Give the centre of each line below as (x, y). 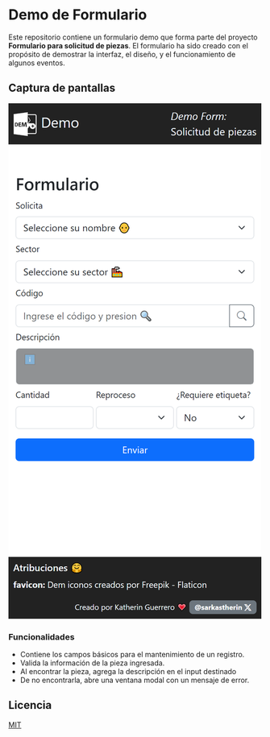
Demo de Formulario (78, 15)
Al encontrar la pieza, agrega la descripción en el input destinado (128, 672)
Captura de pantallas (62, 88)
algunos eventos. (37, 63)
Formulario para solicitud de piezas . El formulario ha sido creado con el (128, 45)
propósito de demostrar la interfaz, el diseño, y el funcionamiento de (122, 54)
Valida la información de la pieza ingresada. (92, 663)
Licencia (30, 705)
